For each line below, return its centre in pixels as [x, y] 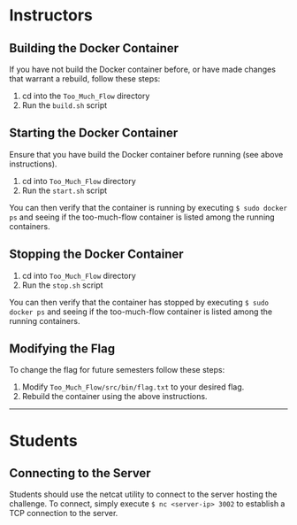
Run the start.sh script [65, 190]
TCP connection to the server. [64, 513]
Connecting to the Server [80, 473]
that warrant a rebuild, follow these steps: [85, 79]
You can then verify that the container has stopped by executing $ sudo [139, 302]
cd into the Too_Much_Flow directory [86, 96]
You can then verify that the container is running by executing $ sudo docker [148, 207]
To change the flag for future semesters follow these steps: [117, 370]
